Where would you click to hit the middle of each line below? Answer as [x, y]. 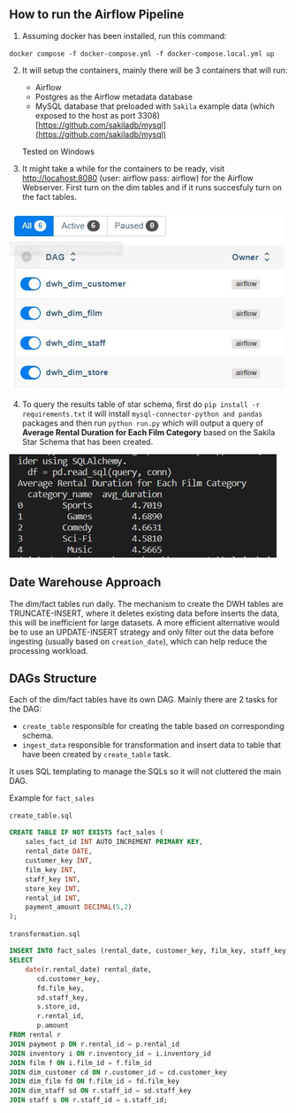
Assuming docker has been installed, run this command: [124, 35]
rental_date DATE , [59, 852]
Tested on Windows [58, 151]
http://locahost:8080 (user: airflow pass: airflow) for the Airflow [137, 178]
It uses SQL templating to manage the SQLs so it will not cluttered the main [145, 771]
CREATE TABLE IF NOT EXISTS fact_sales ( [87, 833]
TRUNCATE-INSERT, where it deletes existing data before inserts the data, [144, 613]
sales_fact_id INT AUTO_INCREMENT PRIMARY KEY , [114, 842]
